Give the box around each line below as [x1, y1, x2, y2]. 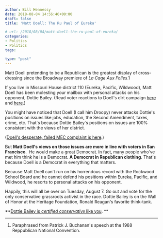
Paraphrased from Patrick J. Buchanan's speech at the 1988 [12, 222, 132, 228]
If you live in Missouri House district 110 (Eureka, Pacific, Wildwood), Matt [5, 84, 152, 90]
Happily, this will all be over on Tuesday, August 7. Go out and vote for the [5, 188, 152, 194]
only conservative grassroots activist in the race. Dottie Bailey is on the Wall [5, 193, 157, 200]
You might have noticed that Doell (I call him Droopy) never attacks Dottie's [5, 109, 155, 115]
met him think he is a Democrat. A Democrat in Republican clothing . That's [5, 154, 156, 160]
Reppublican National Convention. [12, 227, 81, 233]
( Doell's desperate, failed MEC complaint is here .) [5, 134, 104, 140]
